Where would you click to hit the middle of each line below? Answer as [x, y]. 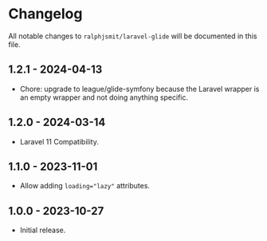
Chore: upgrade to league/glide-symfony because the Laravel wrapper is [139, 89]
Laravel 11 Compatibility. [59, 141]
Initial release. [43, 230]
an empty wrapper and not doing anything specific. [104, 97]
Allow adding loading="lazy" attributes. [84, 186]
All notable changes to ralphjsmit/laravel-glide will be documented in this [133, 36]
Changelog [45, 14]
